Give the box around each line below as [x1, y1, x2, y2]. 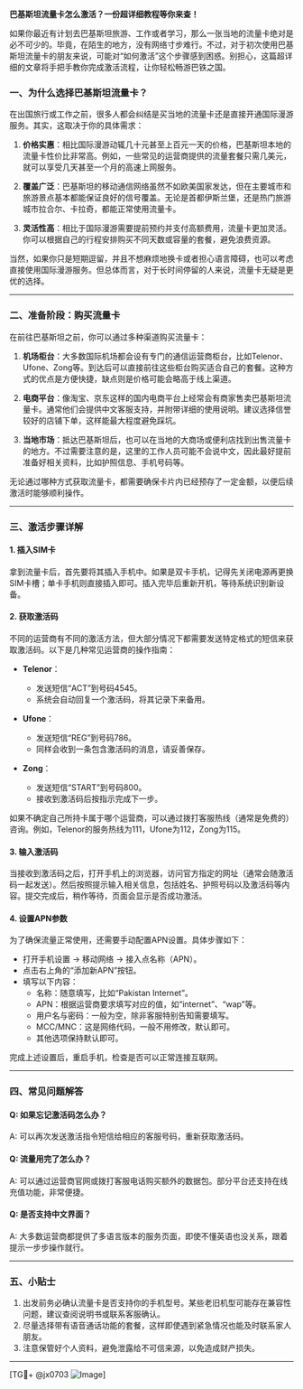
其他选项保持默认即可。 [35, 1033, 124, 1044]
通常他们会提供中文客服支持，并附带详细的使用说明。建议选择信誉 [46, 404, 291, 415]
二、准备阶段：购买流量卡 [9, 309, 121, 322]
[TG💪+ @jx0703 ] [9, 1369, 106, 1380]
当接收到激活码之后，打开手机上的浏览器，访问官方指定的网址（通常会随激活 [9, 868, 294, 879]
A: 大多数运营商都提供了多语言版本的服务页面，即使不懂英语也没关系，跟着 [9, 1230, 289, 1241]
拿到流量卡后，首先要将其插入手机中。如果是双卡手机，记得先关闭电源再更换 [9, 566, 294, 577]
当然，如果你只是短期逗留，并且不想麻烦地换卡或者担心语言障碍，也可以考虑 [9, 253, 294, 265]
